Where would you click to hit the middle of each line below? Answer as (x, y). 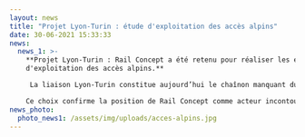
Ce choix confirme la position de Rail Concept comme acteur (143, 101)
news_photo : (32, 110)
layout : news (34, 18)
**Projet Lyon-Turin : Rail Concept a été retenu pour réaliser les (158, 60)
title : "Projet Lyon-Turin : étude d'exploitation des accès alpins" (144, 26)
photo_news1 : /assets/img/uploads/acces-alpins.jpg (118, 118)
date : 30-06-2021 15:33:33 (60, 34)
